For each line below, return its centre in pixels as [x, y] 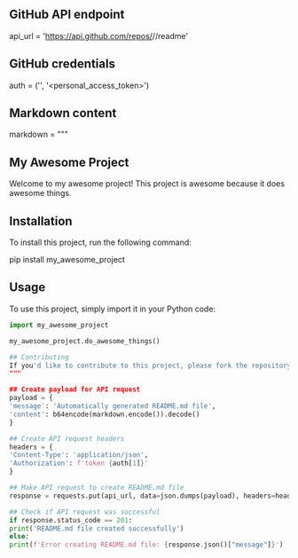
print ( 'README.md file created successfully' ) [97, 528]
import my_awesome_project [59, 325]
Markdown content [63, 113]
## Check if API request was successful [85, 512]
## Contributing [39, 357]
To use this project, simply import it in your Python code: [112, 309]
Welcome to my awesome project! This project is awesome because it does [147, 184]
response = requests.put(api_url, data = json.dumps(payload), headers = [142, 496]
